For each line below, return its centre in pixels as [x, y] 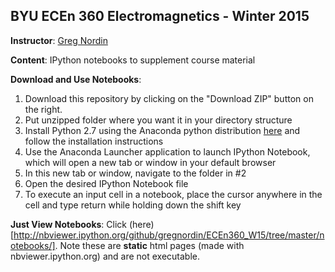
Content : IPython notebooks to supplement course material [133, 60]
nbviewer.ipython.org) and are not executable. [105, 256]
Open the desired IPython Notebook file [106, 183]
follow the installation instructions [94, 141]
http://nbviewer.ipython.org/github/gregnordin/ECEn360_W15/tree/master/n [169, 235]
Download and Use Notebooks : [76, 79]
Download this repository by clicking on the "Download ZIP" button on [169, 98]
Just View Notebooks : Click [69, 224]
